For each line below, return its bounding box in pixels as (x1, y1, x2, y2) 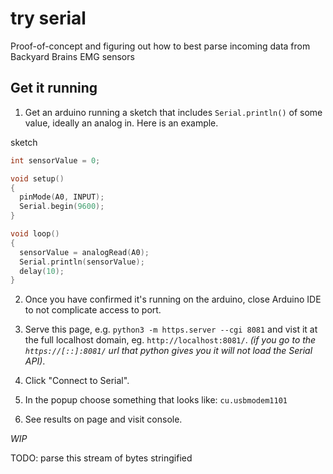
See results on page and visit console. (24, 413, 183, 426)
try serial (10, 7, 87, 30)
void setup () (10, 173, 65, 184)
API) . (24, 355, 46, 367)
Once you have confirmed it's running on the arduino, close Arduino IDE (24, 293, 322, 306)
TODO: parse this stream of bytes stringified (10, 452, 193, 464)
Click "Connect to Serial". (24, 375, 130, 387)
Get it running (10, 80, 98, 97)
